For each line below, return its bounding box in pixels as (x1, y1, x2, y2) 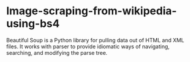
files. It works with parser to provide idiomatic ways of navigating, (6, 43, 170, 50)
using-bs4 (6, 17, 60, 30)
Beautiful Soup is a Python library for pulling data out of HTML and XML (6, 36, 185, 44)
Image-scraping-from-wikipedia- (6, 4, 177, 18)
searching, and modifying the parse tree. (6, 49, 107, 56)
